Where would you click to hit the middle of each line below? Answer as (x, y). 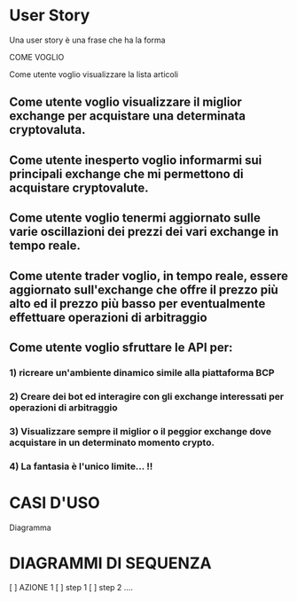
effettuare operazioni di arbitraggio (108, 317)
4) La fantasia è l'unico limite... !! (81, 466)
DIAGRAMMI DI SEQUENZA (110, 563)
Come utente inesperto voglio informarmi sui (136, 160)
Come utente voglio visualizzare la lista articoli (94, 74)
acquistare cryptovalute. (79, 187)
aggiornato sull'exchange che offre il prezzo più (144, 289)
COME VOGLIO (37, 57)
